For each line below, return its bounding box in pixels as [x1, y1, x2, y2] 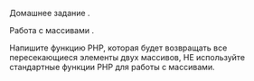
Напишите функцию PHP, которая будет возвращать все [9, 42, 228, 53]
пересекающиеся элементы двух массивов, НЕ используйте [9, 52, 246, 62]
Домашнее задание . [9, 8, 90, 18]
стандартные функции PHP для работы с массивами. [9, 62, 215, 72]
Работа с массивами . [9, 25, 95, 35]
